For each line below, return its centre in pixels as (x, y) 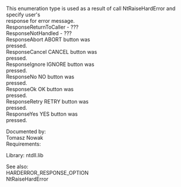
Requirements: (23, 144)
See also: (17, 167)
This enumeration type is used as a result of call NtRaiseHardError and (91, 8)
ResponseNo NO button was (40, 77)
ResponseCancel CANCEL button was (52, 52)
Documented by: (26, 131)
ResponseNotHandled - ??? (39, 33)
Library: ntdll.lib (25, 155)
